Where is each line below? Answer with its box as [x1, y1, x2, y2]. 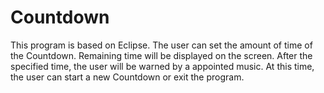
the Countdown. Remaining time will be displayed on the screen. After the [10, 49, 313, 61]
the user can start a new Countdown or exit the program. [10, 71, 245, 83]
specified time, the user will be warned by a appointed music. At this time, [10, 60, 315, 72]
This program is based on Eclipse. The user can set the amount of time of [10, 39, 313, 51]
